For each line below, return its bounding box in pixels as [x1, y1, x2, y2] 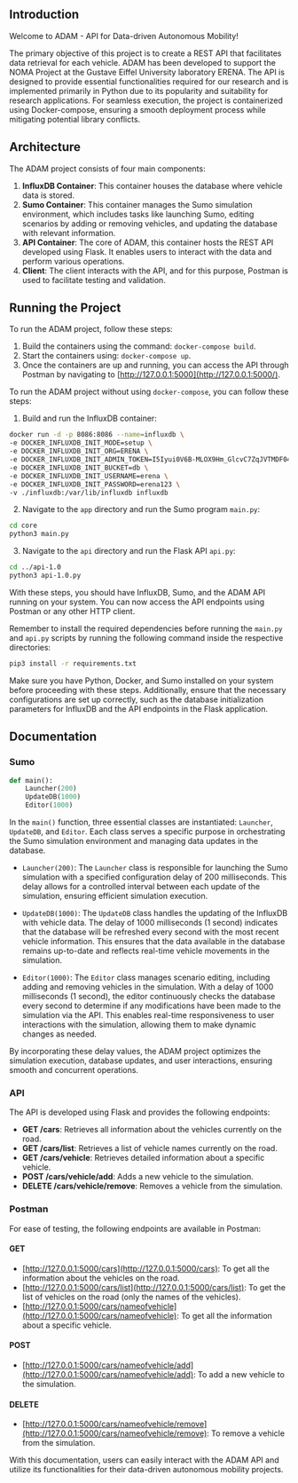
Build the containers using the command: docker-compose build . [21, 341, 256, 351]
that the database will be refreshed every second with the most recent [21, 927, 279, 937]
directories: [9, 642, 51, 652]
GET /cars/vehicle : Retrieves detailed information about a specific [21, 1153, 265, 1164]
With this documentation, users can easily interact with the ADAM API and [9, 1455, 279, 1465]
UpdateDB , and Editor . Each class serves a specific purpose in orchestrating [9, 826, 286, 837]
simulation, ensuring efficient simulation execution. [21, 891, 208, 901]
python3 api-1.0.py [9, 572, 82, 580]
